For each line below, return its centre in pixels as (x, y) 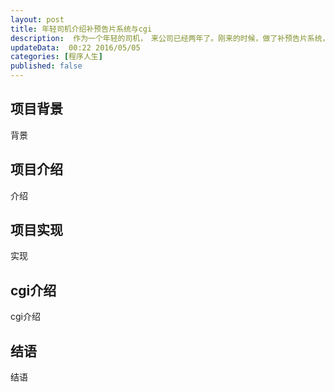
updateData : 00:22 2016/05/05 (75, 47)
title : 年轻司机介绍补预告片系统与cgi (81, 29)
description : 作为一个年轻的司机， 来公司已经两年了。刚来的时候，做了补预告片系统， (170, 38)
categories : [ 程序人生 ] (56, 57)
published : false (46, 66)
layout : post (37, 19)
